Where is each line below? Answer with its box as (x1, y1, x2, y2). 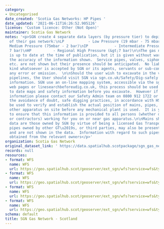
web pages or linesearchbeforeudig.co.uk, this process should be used (9, 84, 159, 90)
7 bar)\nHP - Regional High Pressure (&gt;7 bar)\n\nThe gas (9, 48, 156, 53)
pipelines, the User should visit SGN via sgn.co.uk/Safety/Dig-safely (9, 75, 159, 80)
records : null (5, 148, 34, 153)
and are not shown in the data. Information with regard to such (9, 130, 147, 135)
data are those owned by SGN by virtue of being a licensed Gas (9, 121, 143, 126)
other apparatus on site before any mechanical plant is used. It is (9, 107, 156, 113)
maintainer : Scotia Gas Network (5, 30, 71, 35)
